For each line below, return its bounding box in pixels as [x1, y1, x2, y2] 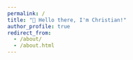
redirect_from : [7, 29, 52, 37]
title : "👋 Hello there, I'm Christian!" [7, 17, 127, 23]
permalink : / [7, 10, 45, 17]
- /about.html [13, 42, 55, 49]
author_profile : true [7, 23, 71, 30]
